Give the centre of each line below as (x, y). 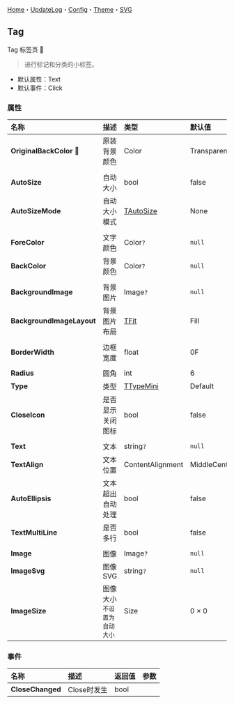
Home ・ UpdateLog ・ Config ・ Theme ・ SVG (70, 9)
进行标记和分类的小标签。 (61, 64)
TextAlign (27, 465)
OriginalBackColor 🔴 (45, 151)
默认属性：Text (39, 79)
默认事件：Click (40, 88)
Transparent (210, 151)
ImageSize (29, 611)
